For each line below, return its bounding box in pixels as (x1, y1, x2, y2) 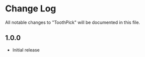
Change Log (5, 3, 56, 14)
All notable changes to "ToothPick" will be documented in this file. (5, 19, 141, 25)
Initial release (12, 47, 40, 53)
